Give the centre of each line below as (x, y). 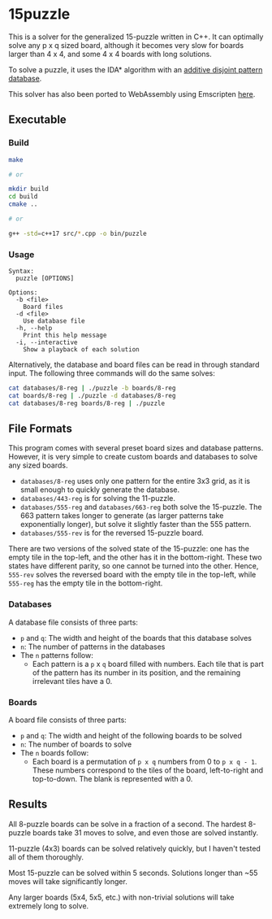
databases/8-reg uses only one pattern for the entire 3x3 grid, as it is (135, 481)
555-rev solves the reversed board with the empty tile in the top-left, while (132, 575)
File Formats (41, 429)
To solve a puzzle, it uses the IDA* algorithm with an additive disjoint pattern (136, 69)
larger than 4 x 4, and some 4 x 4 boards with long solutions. (110, 54)
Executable (37, 120)
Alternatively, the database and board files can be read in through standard (134, 365)
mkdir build (28, 189)
